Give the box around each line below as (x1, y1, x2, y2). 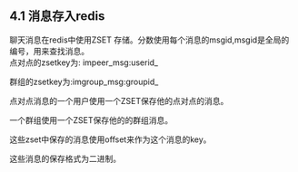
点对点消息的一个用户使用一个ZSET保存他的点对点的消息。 (9, 95, 229, 106)
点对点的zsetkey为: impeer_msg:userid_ (9, 57, 159, 68)
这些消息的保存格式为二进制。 (9, 153, 121, 164)
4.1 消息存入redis (9, 8, 105, 24)
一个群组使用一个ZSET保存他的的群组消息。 (9, 114, 174, 125)
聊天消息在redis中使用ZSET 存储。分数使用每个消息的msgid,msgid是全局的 (9, 34, 290, 45)
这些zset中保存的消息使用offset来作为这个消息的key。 (9, 134, 212, 145)
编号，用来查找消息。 (9, 45, 89, 56)
